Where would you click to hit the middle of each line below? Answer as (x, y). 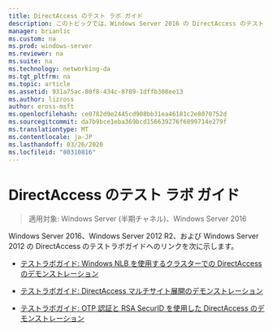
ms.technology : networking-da (60, 69)
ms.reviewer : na (36, 54)
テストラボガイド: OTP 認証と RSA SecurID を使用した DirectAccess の (139, 308)
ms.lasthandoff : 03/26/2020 (56, 144)
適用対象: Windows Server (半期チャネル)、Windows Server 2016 (137, 219)
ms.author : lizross (41, 99)
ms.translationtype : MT (49, 129)
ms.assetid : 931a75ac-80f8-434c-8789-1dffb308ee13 (96, 91)
